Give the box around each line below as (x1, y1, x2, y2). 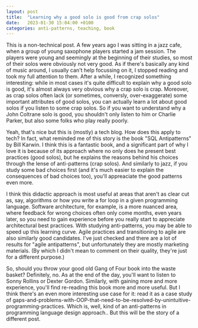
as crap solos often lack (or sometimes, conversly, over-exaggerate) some (6, 92, 187, 99)
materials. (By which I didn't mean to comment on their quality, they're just (6, 247, 187, 254)
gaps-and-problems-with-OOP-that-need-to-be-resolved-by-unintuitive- (12, 297, 191, 304)
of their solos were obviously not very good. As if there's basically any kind (6, 60, 189, 68)
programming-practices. (6, 303, 66, 310)
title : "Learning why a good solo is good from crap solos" (6, 14, 160, 20)
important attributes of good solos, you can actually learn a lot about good (6, 98, 187, 106)
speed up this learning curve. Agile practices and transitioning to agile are (6, 228, 186, 235)
